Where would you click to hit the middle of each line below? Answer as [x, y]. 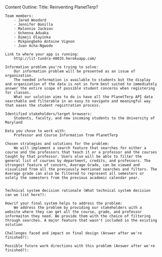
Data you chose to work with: [36, 131]
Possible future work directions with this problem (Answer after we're [80, 246]
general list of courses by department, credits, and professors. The [78, 161]
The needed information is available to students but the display [82, 80]
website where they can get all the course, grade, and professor [73, 212]
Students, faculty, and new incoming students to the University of [84, 118]
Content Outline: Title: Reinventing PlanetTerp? [52, 7]
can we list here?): [26, 195]
